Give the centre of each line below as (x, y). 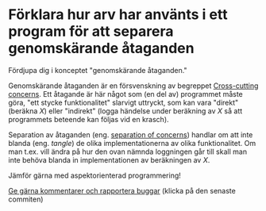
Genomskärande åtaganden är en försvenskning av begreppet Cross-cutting (133, 86)
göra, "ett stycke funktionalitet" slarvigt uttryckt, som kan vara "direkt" (123, 102)
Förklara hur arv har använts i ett (118, 15)
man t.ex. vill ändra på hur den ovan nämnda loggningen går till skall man (128, 152)
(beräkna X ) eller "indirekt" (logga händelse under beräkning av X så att (125, 111)
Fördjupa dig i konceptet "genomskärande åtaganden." (98, 70)
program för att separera (91, 31)
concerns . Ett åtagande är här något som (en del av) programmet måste (126, 94)
